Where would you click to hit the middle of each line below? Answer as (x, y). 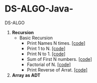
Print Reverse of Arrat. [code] (57, 70)
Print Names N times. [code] (56, 43)
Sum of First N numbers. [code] (59, 59)
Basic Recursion (36, 38)
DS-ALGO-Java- (39, 9)
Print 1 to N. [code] (46, 48)
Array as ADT (26, 75)
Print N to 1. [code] (46, 54)
